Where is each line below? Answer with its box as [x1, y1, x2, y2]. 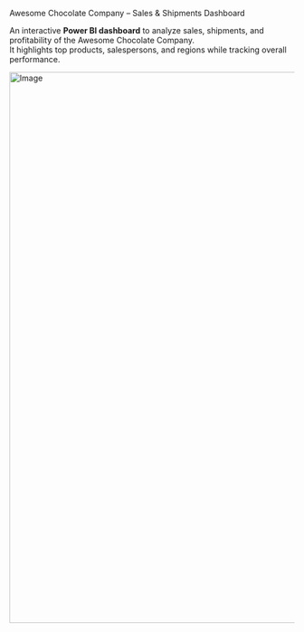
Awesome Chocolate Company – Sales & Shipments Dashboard [9, 8, 246, 18]
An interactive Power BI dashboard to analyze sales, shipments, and [9, 25, 264, 35]
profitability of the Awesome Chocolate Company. [9, 35, 195, 45]
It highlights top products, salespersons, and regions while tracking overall [9, 44, 287, 55]
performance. [9, 54, 61, 64]
